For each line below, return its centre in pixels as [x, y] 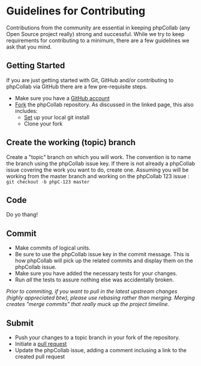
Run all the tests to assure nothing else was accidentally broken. [94, 280]
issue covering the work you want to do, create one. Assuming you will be [97, 170]
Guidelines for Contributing [76, 11]
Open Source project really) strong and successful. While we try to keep [95, 34]
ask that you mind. [29, 47]
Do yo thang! [22, 215]
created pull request [40, 356]
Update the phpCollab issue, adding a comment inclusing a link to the [101, 350]
